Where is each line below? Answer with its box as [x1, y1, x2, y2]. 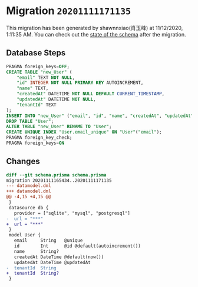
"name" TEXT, [16, 85, 49, 92]
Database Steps [6, 48, 66, 58]
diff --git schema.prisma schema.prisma [6, 172, 107, 178]
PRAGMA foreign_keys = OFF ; [6, 64, 70, 69]
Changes [6, 156, 40, 166]
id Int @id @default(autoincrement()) [14, 243, 141, 249]
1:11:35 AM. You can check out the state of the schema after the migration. [6, 31, 186, 38]
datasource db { [8, 205, 49, 211]
